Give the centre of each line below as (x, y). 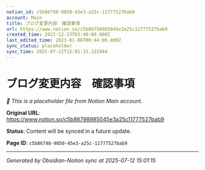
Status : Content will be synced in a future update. (69, 131)
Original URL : (23, 113)
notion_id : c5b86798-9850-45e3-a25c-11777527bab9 (71, 12)
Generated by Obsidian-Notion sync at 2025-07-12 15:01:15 (81, 160)
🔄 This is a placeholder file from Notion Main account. (74, 101)
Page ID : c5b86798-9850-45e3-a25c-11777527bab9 (67, 143)
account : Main (24, 18)
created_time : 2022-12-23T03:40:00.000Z (59, 35)
